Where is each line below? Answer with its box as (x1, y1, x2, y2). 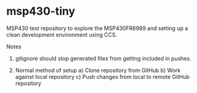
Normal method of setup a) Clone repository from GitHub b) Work (15, 66, 181, 74)
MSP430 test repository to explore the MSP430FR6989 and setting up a (6, 24, 188, 32)
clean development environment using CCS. (6, 31, 117, 38)
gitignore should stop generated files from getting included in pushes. (15, 54, 191, 62)
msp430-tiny (6, 4, 75, 18)
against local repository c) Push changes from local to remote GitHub (15, 73, 190, 80)
